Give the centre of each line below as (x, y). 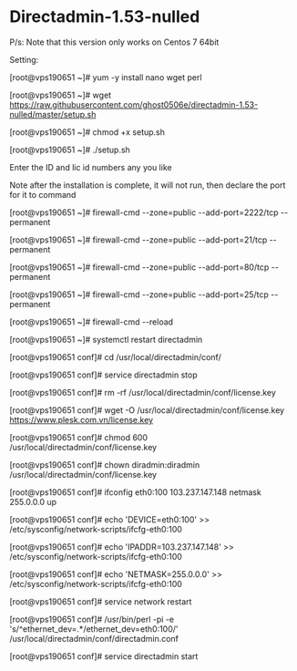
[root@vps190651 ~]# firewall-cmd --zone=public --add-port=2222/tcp (144, 212)
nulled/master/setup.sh (53, 114)
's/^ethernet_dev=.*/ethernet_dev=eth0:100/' (94, 629)
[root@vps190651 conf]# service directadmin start (104, 656)
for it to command (43, 194)
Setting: (24, 59)
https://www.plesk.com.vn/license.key (81, 419)
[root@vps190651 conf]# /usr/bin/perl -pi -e (92, 619)
